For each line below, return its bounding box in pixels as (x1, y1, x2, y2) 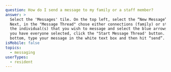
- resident (10, 59, 33, 64)
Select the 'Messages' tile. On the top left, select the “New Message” (10, 17, 167, 22)
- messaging (10, 50, 36, 55)
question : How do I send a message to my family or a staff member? (5, 7, 154, 13)
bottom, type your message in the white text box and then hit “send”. (10, 36, 165, 41)
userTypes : (5, 54, 28, 60)
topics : (5, 45, 22, 50)
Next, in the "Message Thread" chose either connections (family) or (10, 21, 160, 27)
